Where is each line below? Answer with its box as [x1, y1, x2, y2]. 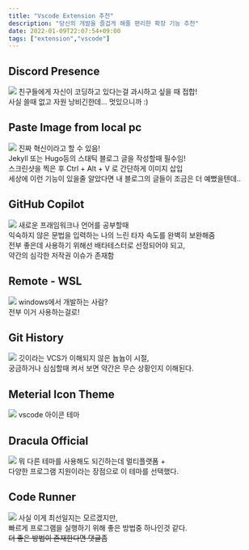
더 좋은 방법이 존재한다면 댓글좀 [8, 533, 108, 543]
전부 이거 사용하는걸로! [8, 307, 80, 316]
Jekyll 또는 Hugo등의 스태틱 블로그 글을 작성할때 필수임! [8, 153, 186, 163]
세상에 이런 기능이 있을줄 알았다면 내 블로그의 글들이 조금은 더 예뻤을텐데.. [8, 173, 241, 183]
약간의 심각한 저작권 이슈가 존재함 [8, 250, 115, 260]
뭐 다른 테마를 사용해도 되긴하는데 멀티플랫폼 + [18, 456, 166, 466]
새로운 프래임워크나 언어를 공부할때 [18, 220, 129, 230]
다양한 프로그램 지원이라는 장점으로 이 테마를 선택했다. [8, 466, 179, 476]
